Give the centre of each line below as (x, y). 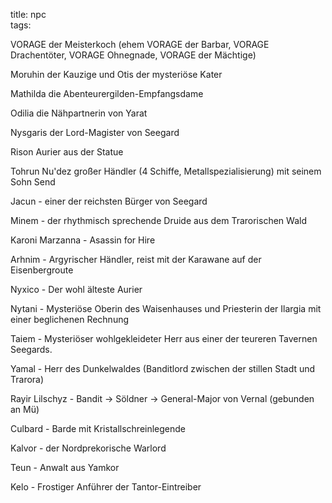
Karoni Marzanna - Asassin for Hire (83, 240)
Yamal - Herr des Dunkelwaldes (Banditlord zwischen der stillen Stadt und (163, 368)
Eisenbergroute (42, 270)
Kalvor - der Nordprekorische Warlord (88, 448)
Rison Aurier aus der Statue (67, 152)
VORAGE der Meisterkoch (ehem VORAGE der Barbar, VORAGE (140, 44)
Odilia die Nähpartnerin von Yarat (79, 113)
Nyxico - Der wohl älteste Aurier (76, 289)
